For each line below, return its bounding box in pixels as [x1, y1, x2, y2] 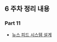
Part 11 [4, 20, 21, 27]
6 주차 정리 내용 [4, 4, 50, 13]
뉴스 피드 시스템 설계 [11, 32, 52, 38]
